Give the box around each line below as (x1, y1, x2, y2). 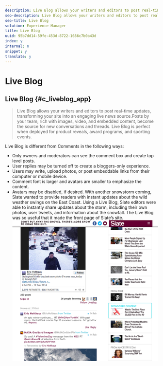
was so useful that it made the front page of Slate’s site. (12, 215, 124, 220)
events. (16, 134, 32, 140)
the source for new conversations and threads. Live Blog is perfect (16, 123, 150, 129)
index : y (5, 39, 23, 44)
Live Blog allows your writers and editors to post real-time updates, (16, 108, 151, 114)
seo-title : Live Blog (5, 18, 49, 23)
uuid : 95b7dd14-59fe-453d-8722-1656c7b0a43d (5, 34, 97, 38)
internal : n (5, 44, 29, 49)
